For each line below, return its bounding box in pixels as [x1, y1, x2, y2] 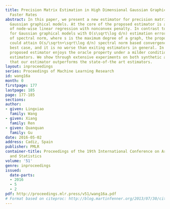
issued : [5, 168, 22, 173]
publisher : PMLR [5, 144, 39, 150]
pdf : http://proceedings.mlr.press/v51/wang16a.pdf [5, 191, 116, 196]
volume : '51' [5, 158, 33, 163]
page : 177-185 [5, 92, 35, 97]
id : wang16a [5, 74, 30, 79]
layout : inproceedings [5, 64, 53, 69]
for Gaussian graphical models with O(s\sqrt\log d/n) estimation [10, 31, 153, 36]
